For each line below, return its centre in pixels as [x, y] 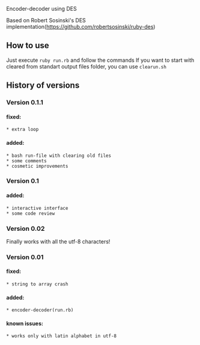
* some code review [31, 213]
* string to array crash [37, 284]
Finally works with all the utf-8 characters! [58, 241]
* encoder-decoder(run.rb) [40, 310]
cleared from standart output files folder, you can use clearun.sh [86, 66]
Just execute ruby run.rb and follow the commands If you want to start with [100, 60]
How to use [28, 45]
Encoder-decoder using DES [41, 9]
